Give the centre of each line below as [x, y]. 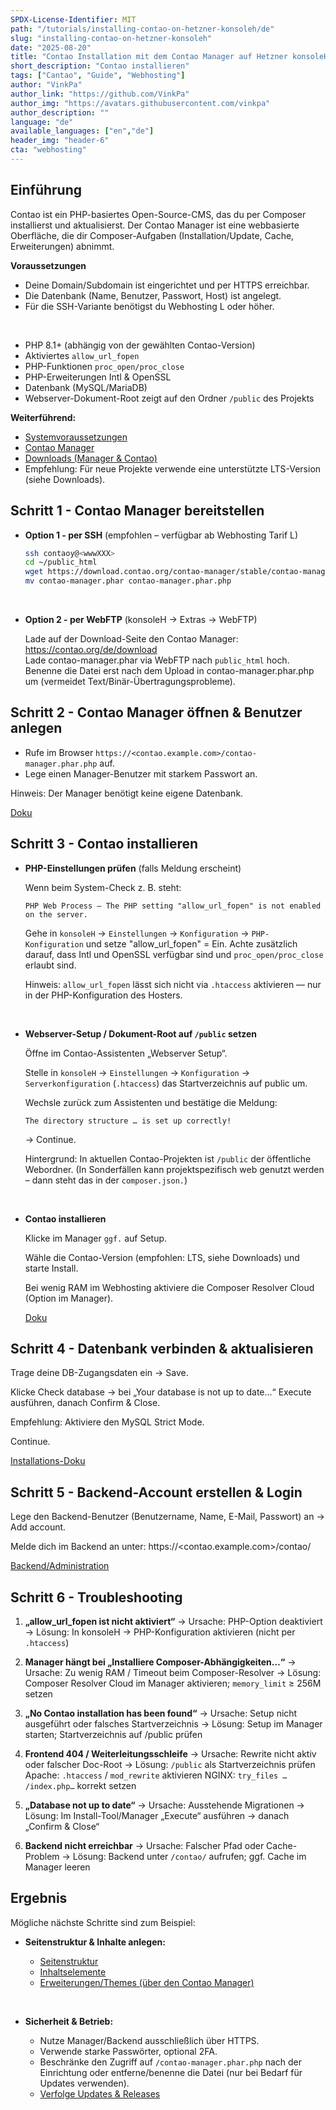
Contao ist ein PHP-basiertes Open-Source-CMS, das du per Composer [158, 214]
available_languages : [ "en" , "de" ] [82, 131]
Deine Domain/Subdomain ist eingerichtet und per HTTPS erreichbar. [167, 285]
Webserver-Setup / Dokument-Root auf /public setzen [141, 1033]
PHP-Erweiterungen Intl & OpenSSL [98, 377]
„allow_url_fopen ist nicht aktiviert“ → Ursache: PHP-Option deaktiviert [173, 1622]
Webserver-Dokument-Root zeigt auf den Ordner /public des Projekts [169, 398]
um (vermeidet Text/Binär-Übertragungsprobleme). [130, 681]
